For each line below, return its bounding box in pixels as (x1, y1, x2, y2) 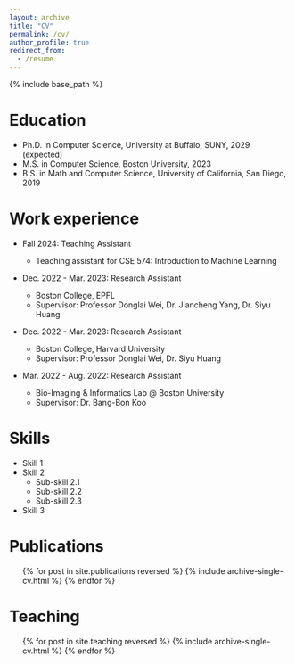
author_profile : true (9, 37, 90, 47)
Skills (9, 429, 51, 448)
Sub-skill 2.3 (35, 496, 82, 506)
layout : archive (9, 12, 70, 22)
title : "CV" (9, 21, 53, 30)
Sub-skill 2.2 (35, 486, 83, 496)
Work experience (9, 209, 140, 229)
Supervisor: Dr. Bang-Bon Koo (35, 397, 147, 407)
